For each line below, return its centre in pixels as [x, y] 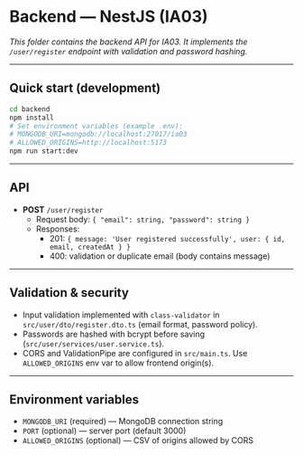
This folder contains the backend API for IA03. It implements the [129, 42]
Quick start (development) [85, 88]
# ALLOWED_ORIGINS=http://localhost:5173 [88, 143]
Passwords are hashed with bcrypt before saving [114, 334]
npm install [32, 118]
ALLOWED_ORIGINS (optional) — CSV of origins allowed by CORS [138, 441]
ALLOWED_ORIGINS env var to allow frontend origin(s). [118, 363]
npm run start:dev [44, 151]
